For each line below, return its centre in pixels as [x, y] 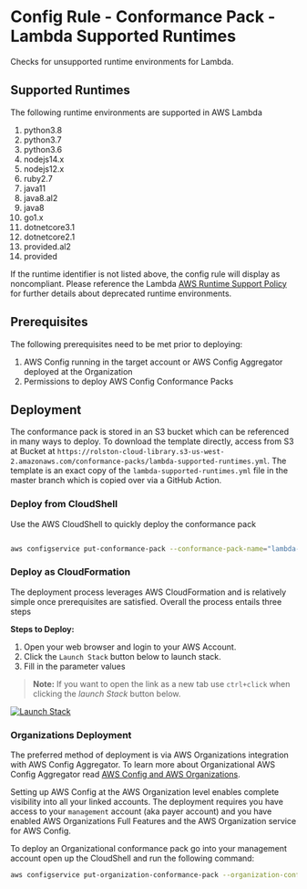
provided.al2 [47, 246]
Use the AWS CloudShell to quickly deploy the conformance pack [133, 524]
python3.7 [42, 140]
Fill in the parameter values [74, 666]
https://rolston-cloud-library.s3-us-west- [141, 452]
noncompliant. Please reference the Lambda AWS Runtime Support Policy [149, 283]
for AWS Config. [41, 831]
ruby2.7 [38, 178]
